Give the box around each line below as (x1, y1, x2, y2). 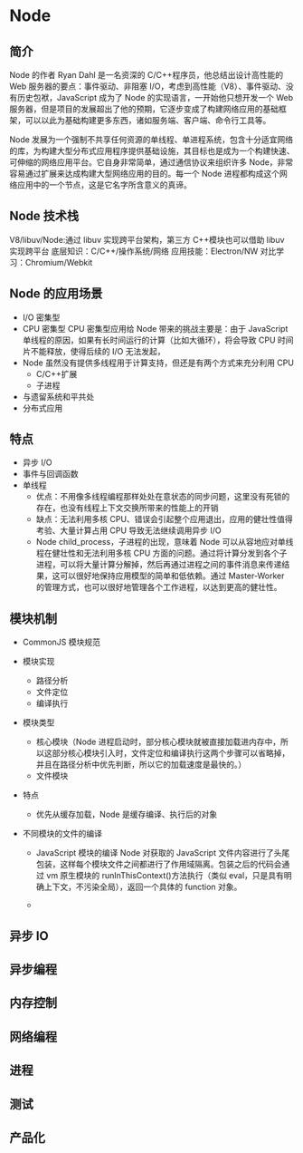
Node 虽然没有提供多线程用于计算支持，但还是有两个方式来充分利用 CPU (22, 357, 294, 368)
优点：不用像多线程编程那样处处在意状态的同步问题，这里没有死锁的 (35, 491, 290, 502)
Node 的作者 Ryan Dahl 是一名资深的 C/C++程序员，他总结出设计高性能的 (9, 70, 283, 80)
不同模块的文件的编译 (22, 828, 102, 839)
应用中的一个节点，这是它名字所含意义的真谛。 (16, 179, 192, 190)
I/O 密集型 (22, 312, 61, 323)
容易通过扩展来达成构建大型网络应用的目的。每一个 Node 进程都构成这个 (9, 169, 280, 179)
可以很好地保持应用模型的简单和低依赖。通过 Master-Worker (60, 570, 285, 581)
